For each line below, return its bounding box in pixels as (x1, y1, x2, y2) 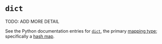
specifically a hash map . (5, 33, 55, 39)
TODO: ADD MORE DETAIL (5, 18, 59, 24)
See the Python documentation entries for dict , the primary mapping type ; (5, 28, 158, 34)
